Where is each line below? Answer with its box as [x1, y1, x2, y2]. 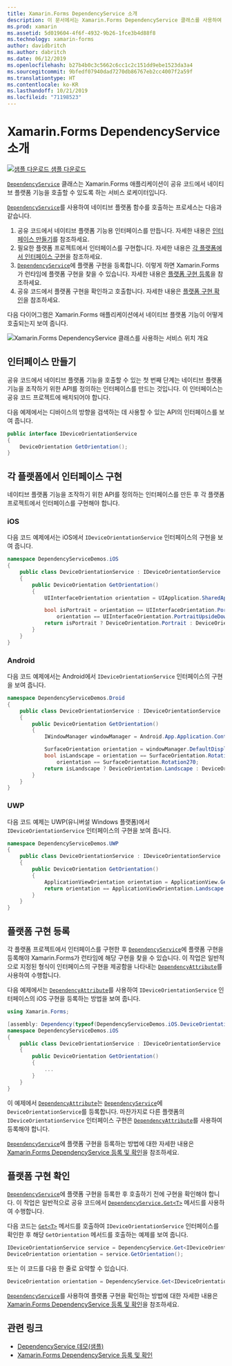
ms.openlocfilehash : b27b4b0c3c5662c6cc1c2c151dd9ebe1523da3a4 [7, 62, 193, 69]
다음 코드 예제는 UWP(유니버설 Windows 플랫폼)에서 [7, 817, 151, 825]
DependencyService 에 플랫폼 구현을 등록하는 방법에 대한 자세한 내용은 [7, 1139, 195, 1148]
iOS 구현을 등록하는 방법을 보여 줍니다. [37, 995, 141, 1003]
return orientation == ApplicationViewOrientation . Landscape [43, 885, 224, 892]
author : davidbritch [7, 42, 67, 49]
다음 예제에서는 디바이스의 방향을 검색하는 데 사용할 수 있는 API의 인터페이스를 [7, 408, 217, 416]
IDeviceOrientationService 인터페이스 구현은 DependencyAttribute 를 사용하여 [7, 1116, 223, 1124]
